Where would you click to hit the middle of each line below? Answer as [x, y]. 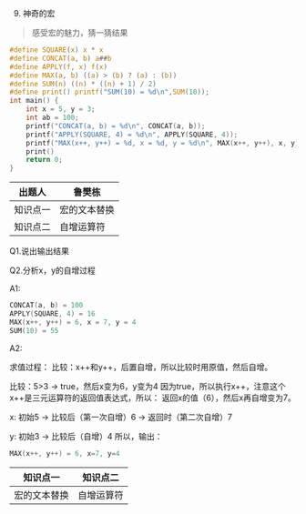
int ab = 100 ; [52, 117]
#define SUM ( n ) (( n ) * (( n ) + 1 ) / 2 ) [83, 84]
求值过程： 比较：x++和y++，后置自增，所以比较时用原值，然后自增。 [141, 367]
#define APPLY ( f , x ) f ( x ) [58, 66]
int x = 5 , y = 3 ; [61, 109]
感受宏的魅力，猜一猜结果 [80, 33]
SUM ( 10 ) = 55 [34, 330]
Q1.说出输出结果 [40, 251]
